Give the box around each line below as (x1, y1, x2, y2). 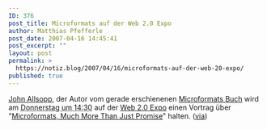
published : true (8, 72, 63, 80)
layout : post (8, 49, 53, 57)
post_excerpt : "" (8, 42, 67, 50)
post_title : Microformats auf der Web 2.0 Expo (8, 19, 172, 27)
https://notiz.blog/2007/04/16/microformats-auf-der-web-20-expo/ (15, 64, 244, 73)
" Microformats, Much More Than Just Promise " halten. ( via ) (8, 110, 208, 121)
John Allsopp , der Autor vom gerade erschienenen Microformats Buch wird (8, 94, 259, 103)
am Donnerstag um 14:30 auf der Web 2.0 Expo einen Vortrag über (8, 102, 232, 112)
